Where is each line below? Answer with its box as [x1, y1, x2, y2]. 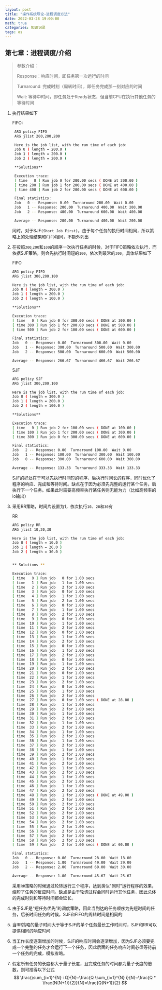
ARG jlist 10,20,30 [12, 527, 52, 532]
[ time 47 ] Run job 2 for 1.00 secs [12, 788, 95, 793]
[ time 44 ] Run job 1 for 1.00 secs [12, 775, 95, 780]
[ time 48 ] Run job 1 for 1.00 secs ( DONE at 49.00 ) [12, 793, 134, 798]
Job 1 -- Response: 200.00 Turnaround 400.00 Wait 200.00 [14, 205, 143, 210]
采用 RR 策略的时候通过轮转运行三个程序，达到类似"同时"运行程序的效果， [12, 883, 156, 888]
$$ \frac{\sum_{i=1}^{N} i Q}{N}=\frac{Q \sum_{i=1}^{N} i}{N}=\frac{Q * [14, 974, 156, 980]
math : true [5, 20, 27, 26]
